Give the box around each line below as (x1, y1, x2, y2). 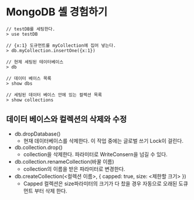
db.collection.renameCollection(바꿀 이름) (14, 158, 114, 165)
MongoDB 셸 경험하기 (6, 5, 108, 19)
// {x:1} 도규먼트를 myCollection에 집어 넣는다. (6, 42, 116, 49)
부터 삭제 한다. (34, 187, 67, 194)
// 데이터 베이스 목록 (6, 75, 52, 81)
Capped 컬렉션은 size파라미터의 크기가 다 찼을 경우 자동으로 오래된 (23, 180, 178, 187)
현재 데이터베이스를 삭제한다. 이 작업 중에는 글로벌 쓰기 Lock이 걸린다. (23, 137, 183, 144)
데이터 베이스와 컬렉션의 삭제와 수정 (6, 115, 127, 125)
